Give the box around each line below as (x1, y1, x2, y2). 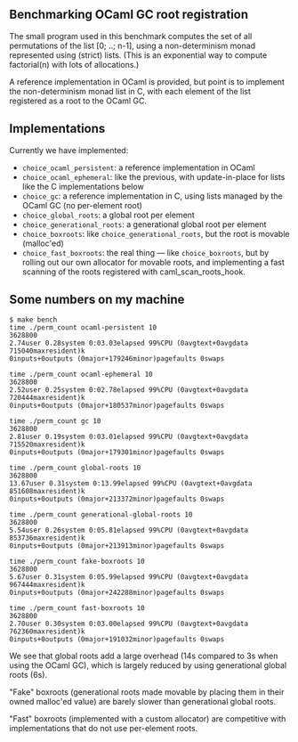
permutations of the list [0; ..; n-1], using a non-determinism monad (9, 40, 256, 51)
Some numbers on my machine (9, 292, 185, 307)
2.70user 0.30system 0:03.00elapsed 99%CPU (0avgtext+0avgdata (9, 619, 249, 629)
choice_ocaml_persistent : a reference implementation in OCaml (21, 162, 255, 173)
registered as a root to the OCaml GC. (9, 95, 148, 106)
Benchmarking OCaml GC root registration (9, 7, 249, 22)
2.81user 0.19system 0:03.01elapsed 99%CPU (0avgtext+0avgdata (9, 432, 249, 442)
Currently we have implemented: (9, 144, 129, 155)
